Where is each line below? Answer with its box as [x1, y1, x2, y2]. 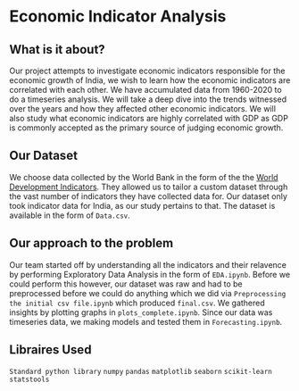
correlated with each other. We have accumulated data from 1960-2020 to [9, 85, 283, 95]
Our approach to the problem [9, 236, 174, 251]
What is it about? [9, 42, 105, 57]
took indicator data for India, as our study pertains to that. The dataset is [9, 200, 276, 211]
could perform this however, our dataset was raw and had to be [9, 279, 243, 289]
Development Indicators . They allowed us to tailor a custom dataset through [9, 181, 288, 192]
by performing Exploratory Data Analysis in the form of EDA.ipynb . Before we [9, 269, 291, 279]
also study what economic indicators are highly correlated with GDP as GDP [9, 113, 288, 123]
